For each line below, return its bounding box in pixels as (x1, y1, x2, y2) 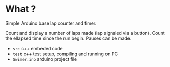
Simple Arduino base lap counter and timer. (5, 20, 97, 26)
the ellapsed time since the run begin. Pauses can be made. (5, 35, 132, 41)
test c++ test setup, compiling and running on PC (12, 51, 118, 57)
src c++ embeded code (12, 45, 63, 51)
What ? (5, 3, 36, 15)
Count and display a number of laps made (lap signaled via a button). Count (5, 30, 165, 36)
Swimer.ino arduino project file (12, 56, 77, 62)
